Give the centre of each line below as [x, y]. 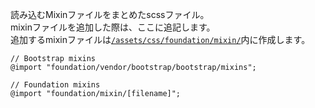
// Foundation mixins [55, 85]
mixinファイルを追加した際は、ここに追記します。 [113, 27]
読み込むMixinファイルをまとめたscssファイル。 [110, 14]
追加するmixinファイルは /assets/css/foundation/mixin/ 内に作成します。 [160, 39]
